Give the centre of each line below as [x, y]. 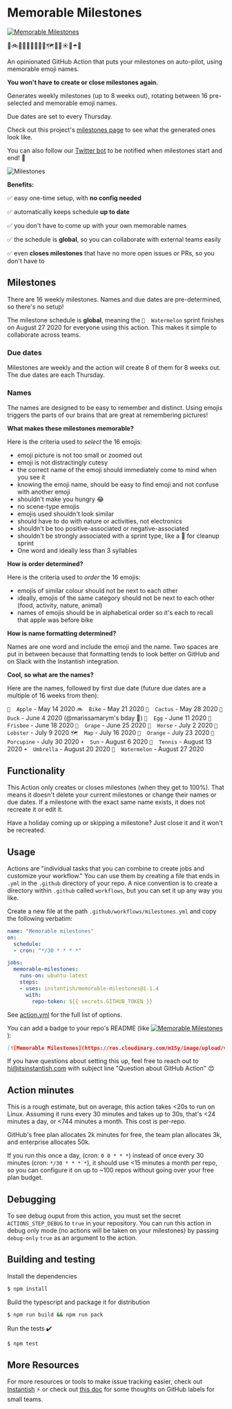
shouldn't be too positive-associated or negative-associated [103, 529]
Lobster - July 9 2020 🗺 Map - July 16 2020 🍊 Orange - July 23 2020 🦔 [111, 732]
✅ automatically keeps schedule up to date [68, 211]
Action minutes [41, 1090]
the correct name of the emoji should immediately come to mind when [117, 470]
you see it [31, 477]
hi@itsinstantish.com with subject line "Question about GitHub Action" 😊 [111, 1069]
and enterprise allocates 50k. [49, 1142]
